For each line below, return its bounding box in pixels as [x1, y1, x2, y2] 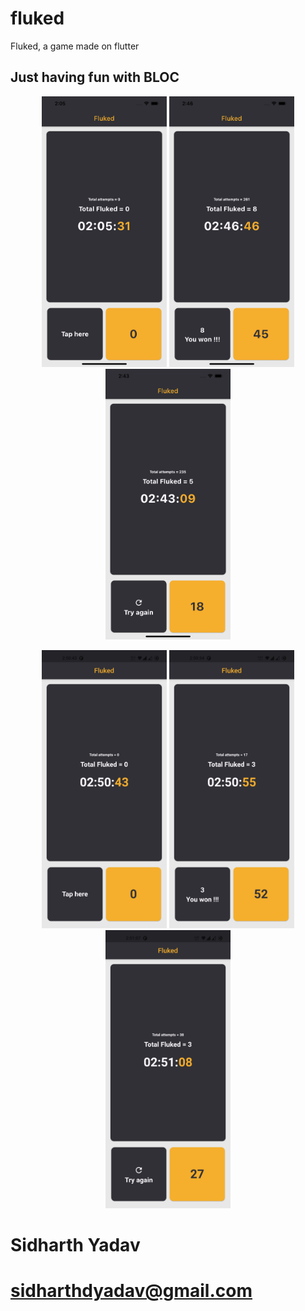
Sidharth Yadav [10, 1234, 141, 1257]
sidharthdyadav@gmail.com [10, 1280, 253, 1302]
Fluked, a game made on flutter [10, 40, 140, 52]
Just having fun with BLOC [10, 69, 180, 86]
